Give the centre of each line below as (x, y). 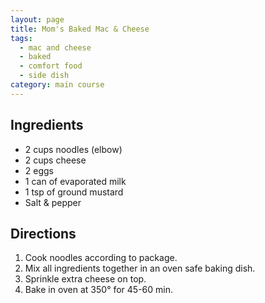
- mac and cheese (55, 47)
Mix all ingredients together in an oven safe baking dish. (140, 268)
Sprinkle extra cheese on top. (85, 279)
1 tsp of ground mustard (74, 192)
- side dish (44, 76)
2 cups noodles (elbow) (73, 149)
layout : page (37, 19)
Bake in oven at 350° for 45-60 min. (99, 290)
